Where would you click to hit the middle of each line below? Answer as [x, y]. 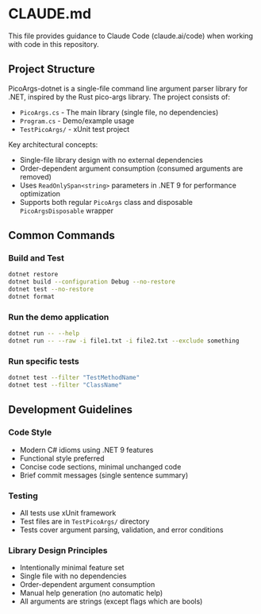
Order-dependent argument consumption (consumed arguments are [131, 168]
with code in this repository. [54, 44]
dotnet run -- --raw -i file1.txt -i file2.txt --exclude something [124, 341]
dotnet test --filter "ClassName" [65, 385]
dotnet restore [33, 275]
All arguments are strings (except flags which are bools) [111, 601]
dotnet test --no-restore [51, 290]
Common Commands [61, 236]
